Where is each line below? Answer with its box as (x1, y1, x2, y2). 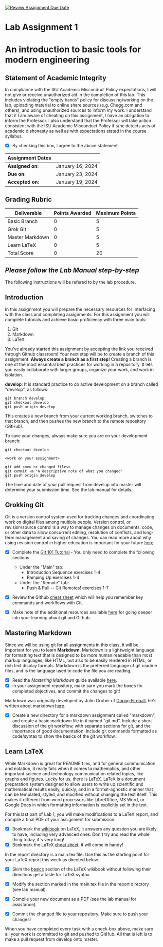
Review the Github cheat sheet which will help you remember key (12, 594, 144, 600)
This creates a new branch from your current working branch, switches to (5, 413, 153, 419)
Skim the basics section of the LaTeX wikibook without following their (12, 866, 151, 872)
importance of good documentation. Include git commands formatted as (12, 728, 157, 734)
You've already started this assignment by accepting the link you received (5, 346, 153, 352)
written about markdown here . (5, 703, 66, 709)
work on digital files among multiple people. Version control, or (5, 519, 131, 525)
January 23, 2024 (55, 171, 98, 178)
